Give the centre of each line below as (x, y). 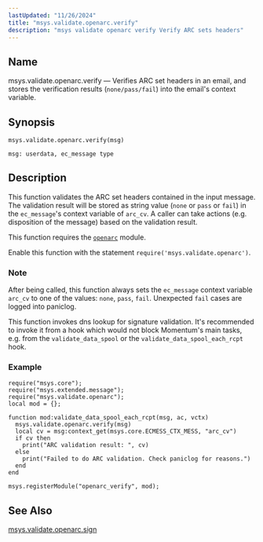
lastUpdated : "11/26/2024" (52, 15)
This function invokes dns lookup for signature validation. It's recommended (131, 322)
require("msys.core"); (45, 383)
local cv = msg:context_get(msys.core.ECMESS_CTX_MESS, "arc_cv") (126, 432)
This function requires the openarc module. (77, 237)
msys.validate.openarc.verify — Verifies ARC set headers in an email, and (127, 81)
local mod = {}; (35, 404)
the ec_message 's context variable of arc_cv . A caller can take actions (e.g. (128, 214)
